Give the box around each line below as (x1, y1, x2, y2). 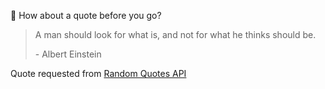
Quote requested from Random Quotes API (10, 68, 187, 79)
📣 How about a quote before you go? (10, 10, 162, 21)
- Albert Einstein (34, 48, 102, 60)
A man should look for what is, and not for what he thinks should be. (34, 29, 317, 40)
